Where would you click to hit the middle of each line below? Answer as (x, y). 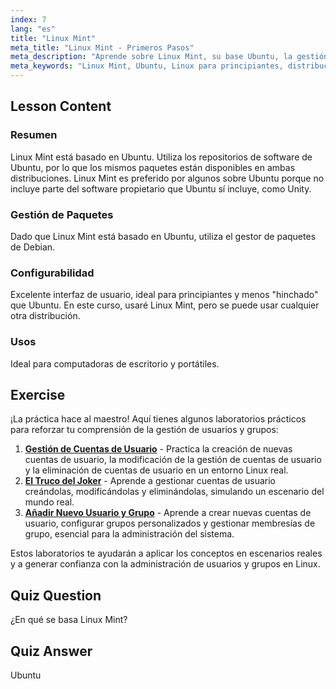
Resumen (34, 135)
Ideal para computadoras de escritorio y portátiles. (115, 363)
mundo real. (49, 502)
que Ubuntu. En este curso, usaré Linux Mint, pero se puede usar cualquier (165, 305)
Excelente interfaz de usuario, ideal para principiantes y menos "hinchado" (164, 295)
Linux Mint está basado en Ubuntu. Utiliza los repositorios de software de (161, 157)
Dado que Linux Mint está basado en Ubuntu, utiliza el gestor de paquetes (163, 236)
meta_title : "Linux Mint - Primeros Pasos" (102, 47)
